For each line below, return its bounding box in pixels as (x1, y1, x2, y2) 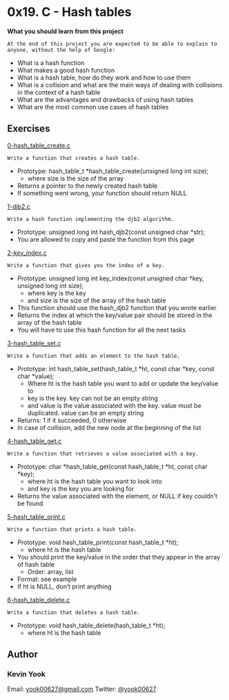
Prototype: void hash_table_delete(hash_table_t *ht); (17, 621, 166, 629)
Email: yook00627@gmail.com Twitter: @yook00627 (7, 685, 157, 693)
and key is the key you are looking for (27, 484, 135, 492)
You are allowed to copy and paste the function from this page (17, 235, 195, 243)
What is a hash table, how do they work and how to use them (17, 73, 191, 82)
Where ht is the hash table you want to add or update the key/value (27, 379, 219, 388)
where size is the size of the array (27, 174, 124, 182)
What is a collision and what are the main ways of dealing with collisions (17, 80, 223, 89)
